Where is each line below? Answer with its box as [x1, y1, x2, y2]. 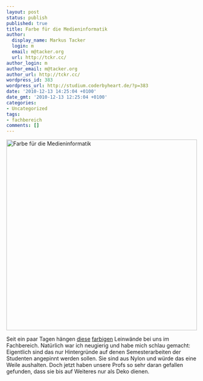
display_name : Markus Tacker [12, 37, 86, 43]
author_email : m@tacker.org [6, 65, 78, 72]
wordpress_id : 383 [6, 77, 53, 83]
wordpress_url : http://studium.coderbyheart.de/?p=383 [6, 83, 149, 89]
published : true [6, 20, 48, 26]
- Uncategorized [6, 105, 48, 112]
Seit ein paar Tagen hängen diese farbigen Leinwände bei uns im [6, 335, 169, 343]
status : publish [6, 15, 48, 21]
